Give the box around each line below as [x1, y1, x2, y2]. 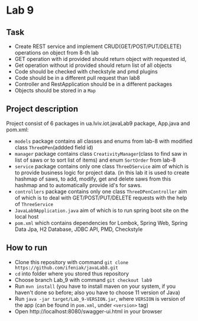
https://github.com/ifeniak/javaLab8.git [14, 265, 118, 271]
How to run [6, 243, 48, 253]
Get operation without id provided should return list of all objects [14, 62, 172, 69]
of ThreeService [14, 200, 54, 207]
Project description [6, 104, 79, 114]
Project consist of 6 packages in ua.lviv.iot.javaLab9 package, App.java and [6, 120, 190, 127]
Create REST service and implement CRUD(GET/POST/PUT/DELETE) [14, 43, 182, 50]
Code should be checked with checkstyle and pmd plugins [14, 68, 158, 75]
